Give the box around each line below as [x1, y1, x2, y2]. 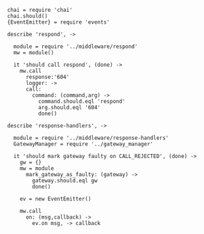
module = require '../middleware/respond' [13, 43, 138, 50]
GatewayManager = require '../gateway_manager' [13, 141, 154, 148]
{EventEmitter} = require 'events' [7, 19, 110, 26]
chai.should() [7, 13, 49, 19]
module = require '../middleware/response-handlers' [13, 134, 169, 141]
